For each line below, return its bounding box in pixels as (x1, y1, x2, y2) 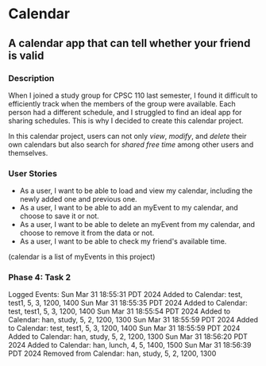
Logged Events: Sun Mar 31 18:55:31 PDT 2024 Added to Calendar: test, (8, 290, 243, 299)
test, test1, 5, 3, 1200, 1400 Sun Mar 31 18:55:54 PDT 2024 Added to (8, 306, 231, 316)
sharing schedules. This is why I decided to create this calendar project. (8, 116, 244, 125)
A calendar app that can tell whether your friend (8, 37, 251, 50)
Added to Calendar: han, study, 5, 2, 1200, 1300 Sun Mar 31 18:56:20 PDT (8, 332, 249, 341)
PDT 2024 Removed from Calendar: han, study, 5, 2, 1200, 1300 (8, 349, 217, 358)
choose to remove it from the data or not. (19, 228, 155, 238)
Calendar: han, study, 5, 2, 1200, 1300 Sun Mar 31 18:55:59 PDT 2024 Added (8, 315, 259, 325)
